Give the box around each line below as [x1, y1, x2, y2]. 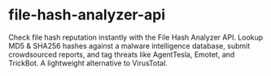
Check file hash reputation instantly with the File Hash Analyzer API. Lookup [8, 32, 264, 42]
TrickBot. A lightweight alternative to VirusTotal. [8, 58, 168, 68]
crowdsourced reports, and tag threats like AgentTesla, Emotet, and [8, 49, 235, 59]
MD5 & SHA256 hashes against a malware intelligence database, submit [8, 40, 251, 50]
